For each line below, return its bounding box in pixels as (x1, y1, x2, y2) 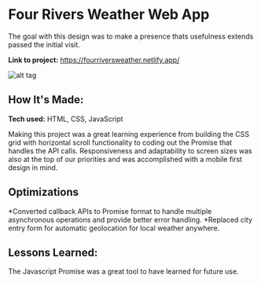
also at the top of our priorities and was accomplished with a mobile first (8, 154, 242, 164)
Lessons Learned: (8, 245, 98, 259)
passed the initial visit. (8, 39, 80, 49)
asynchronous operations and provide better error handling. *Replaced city (8, 215, 253, 224)
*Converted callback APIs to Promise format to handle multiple (8, 206, 212, 216)
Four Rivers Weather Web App (8, 6, 210, 24)
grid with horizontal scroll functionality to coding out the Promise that (8, 138, 233, 147)
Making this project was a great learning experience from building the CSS (8, 129, 250, 138)
